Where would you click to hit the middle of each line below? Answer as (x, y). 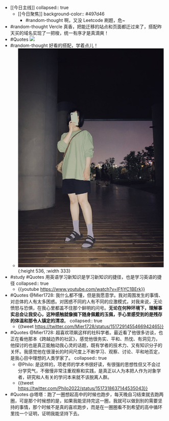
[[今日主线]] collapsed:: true (39, 7)
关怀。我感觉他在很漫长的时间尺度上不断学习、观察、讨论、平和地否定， (86, 352)
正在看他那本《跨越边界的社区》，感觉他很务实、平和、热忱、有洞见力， (85, 339)
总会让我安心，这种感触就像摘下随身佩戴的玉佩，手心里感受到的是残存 (88, 314)
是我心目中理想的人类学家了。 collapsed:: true (58, 358)
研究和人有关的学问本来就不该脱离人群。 (69, 377)
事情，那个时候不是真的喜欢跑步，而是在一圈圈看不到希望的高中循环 (91, 407)
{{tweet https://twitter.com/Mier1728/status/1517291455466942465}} (91, 327)
